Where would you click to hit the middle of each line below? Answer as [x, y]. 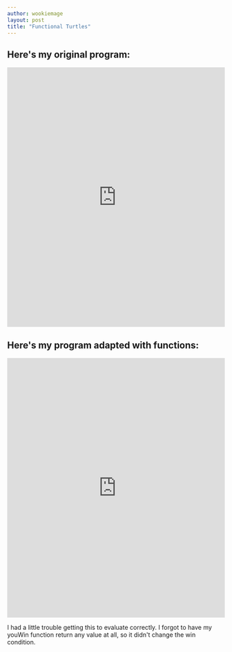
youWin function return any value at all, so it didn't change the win [101, 635]
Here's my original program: [69, 54]
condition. [21, 642]
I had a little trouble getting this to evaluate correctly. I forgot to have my [110, 627]
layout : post [26, 20]
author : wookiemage [35, 13]
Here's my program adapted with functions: [103, 345]
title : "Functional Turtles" [49, 26]
